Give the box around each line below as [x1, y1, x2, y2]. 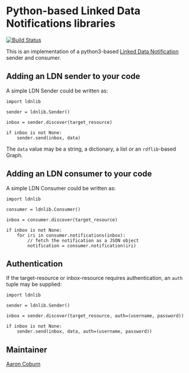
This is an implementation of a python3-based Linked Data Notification [6, 47, 179, 55]
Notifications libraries [6, 17, 116, 30]
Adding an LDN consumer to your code [6, 169, 152, 179]
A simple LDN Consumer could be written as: [6, 184, 116, 192]
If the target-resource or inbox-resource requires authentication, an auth [6, 275, 183, 282]
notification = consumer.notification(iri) [27, 243, 136, 248]
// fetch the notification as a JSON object [27, 237, 139, 244]
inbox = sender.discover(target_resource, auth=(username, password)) [6, 313, 184, 319]
